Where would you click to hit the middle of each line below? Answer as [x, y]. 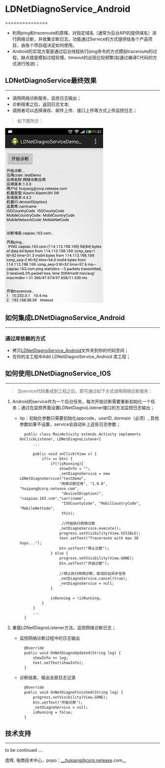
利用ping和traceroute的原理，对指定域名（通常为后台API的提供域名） [82, 32]
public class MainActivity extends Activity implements [82, 434]
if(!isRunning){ [67, 464]
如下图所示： [30, 121]
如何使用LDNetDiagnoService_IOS [58, 373]
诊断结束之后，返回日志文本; [41, 104]
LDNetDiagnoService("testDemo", [53, 479]
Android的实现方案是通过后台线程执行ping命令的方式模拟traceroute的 [82, 51]
